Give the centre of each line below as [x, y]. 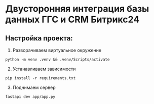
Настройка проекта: [39, 38]
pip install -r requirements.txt [41, 78]
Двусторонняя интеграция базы [77, 9]
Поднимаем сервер [34, 87]
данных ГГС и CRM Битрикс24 [72, 19]
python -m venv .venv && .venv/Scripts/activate [57, 60]
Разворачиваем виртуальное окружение [57, 50]
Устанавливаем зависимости [44, 69]
